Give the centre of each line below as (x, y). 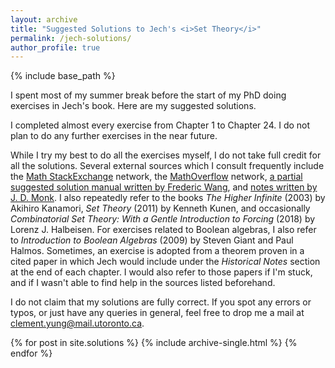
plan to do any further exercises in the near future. (114, 136)
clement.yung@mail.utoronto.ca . (77, 323)
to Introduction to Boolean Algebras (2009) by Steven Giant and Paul (152, 240)
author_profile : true (55, 47)
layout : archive (44, 19)
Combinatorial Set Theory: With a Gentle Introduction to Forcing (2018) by (163, 219)
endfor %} (31, 353)
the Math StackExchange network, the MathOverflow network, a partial (156, 177)
